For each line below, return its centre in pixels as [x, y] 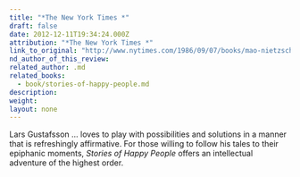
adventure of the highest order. [67, 163]
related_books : [37, 76]
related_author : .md [48, 68]
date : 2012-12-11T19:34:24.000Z [69, 34]
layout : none [33, 109]
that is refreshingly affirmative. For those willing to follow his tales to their [144, 144]
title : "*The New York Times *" [69, 17]
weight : [24, 101]
